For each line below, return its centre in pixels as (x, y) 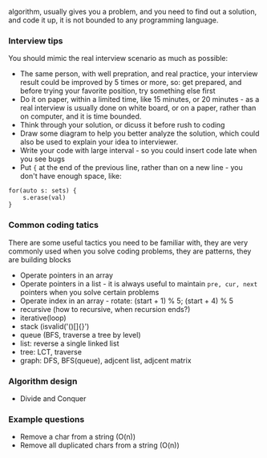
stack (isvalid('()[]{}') (55, 326)
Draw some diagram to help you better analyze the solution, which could (140, 134)
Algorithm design (43, 381)
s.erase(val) (44, 198)
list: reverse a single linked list (69, 343)
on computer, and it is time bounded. (81, 116)
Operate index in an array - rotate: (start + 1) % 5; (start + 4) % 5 (127, 301)
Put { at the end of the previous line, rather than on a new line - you (131, 168)
